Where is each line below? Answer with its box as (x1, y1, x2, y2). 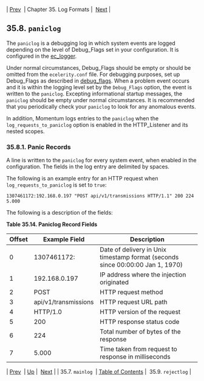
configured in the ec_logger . (6, 52, 77, 60)
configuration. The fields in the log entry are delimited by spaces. (6, 163, 170, 170)
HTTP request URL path (100, 298, 168, 306)
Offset (9, 235, 29, 244)
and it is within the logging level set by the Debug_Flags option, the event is (6, 83, 192, 91)
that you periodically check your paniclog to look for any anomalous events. (6, 103, 196, 110)
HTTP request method (100, 288, 163, 297)
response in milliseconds (100, 352, 171, 361)
